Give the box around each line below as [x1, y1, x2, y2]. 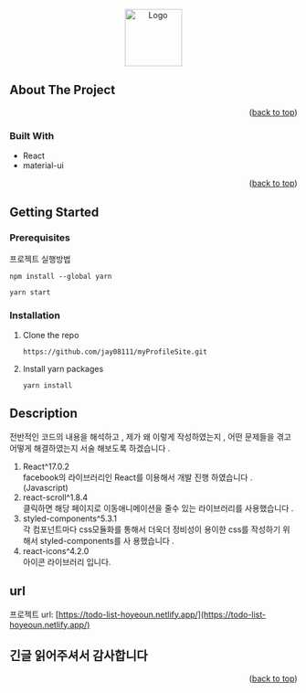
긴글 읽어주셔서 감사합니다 [9, 648, 148, 664]
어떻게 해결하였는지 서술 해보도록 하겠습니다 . [9, 442, 171, 453]
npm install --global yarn [9, 272, 112, 281]
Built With [9, 129, 55, 142]
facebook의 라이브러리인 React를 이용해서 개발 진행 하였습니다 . [22, 472, 253, 483]
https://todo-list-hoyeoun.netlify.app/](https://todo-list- [58, 609, 267, 620]
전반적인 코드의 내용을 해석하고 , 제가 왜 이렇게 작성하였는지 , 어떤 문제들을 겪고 [9, 431, 292, 442]
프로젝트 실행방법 [9, 253, 71, 264]
